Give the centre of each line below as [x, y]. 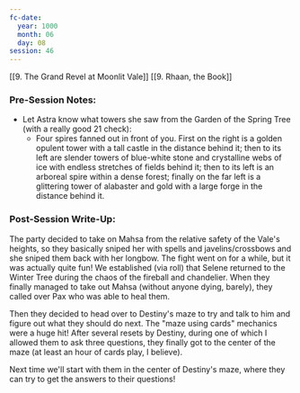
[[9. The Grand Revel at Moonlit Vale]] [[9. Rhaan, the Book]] [121, 76]
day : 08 [32, 43]
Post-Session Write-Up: [62, 219]
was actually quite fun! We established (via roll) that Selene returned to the [147, 267]
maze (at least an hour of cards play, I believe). [96, 352]
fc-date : [26, 18]
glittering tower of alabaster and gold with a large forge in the [149, 186]
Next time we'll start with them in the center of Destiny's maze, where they [147, 369]
